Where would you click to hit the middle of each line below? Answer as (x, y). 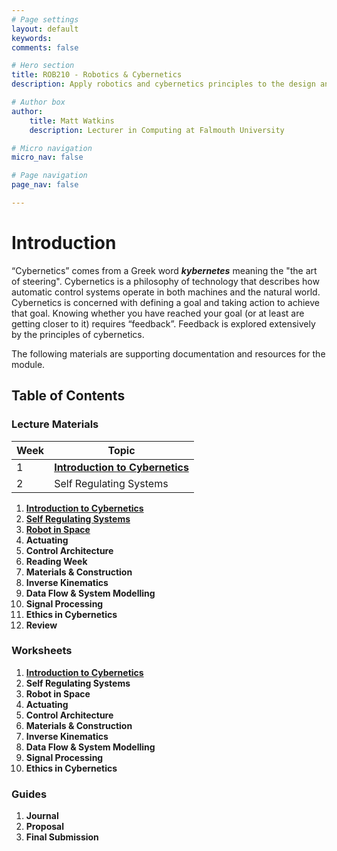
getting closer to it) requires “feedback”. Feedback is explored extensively (163, 323)
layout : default (45, 29)
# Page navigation (49, 176)
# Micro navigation (52, 148)
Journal (42, 816)
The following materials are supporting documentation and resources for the (168, 353)
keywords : (32, 38)
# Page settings (45, 19)
